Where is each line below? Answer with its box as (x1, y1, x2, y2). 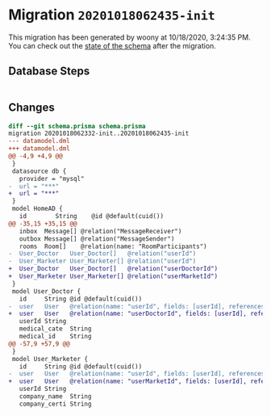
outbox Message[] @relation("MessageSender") (19, 234, 175, 243)
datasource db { (11, 167, 67, 175)
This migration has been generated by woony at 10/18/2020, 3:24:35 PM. (8, 32, 252, 42)
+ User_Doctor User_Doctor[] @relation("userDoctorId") (8, 265, 219, 273)
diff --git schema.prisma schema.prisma (8, 122, 147, 130)
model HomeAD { (11, 204, 63, 213)
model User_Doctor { (11, 287, 81, 296)
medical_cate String (19, 325, 92, 333)
